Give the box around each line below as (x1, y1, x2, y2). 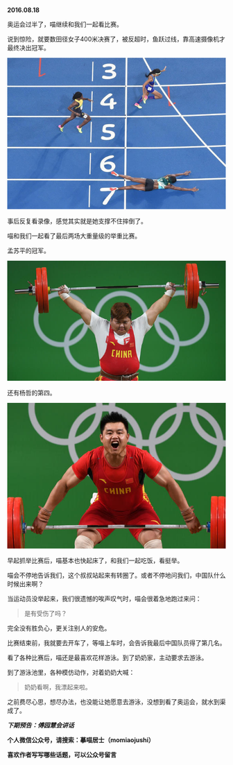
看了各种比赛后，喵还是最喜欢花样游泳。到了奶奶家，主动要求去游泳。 (7, 653, 208, 662)
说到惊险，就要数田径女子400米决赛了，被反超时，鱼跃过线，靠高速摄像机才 (7, 35, 225, 43)
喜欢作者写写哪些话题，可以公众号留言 (7, 750, 116, 759)
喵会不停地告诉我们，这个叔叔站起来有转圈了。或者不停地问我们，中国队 (7, 571, 214, 579)
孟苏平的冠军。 (7, 246, 50, 255)
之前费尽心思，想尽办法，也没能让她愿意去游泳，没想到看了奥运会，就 (7, 697, 208, 706)
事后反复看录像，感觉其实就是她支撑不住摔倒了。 (7, 216, 147, 225)
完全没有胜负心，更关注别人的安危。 (7, 624, 111, 632)
